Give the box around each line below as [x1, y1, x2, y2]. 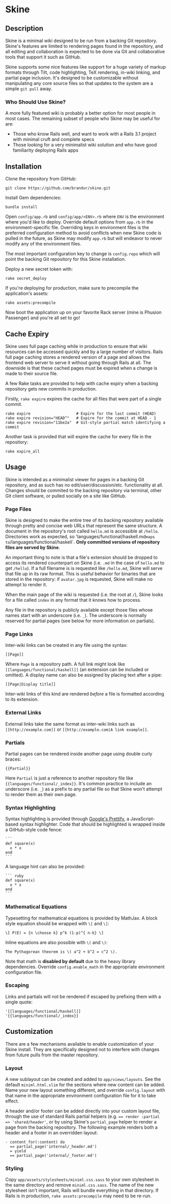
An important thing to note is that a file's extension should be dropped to [5, 555, 158, 561]
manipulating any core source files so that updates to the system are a [5, 80, 153, 86]
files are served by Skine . [5, 544, 60, 550]
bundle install [5, 205, 38, 210]
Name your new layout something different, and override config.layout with [5, 1087, 165, 1093]
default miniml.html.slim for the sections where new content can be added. [5, 1081, 165, 1088]
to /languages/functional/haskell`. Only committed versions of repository [5, 539, 160, 545]
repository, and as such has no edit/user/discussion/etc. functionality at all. [5, 482, 163, 488]
